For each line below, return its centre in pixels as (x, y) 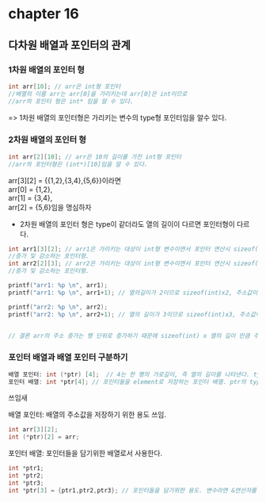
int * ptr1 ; (26, 469)
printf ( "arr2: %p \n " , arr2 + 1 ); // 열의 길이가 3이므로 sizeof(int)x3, (122, 314)
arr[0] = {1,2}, (30, 189)
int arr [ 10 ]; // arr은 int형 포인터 (65, 86)
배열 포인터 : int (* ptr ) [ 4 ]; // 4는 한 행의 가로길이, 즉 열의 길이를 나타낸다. (129, 374)
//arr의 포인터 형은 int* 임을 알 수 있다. (71, 101)
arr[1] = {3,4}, (30, 197)
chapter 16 (44, 14)
